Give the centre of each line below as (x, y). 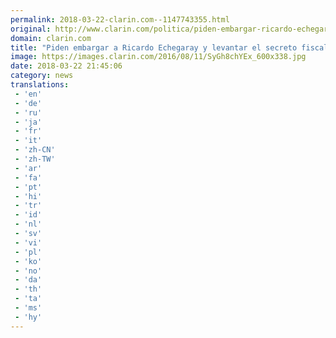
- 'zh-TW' (35, 159)
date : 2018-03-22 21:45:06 (66, 66)
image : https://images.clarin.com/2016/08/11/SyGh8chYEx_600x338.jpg (158, 57)
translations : (40, 85)
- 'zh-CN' (35, 150)
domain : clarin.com (51, 38)
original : (31, 29)
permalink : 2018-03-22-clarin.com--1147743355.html (120, 19)
